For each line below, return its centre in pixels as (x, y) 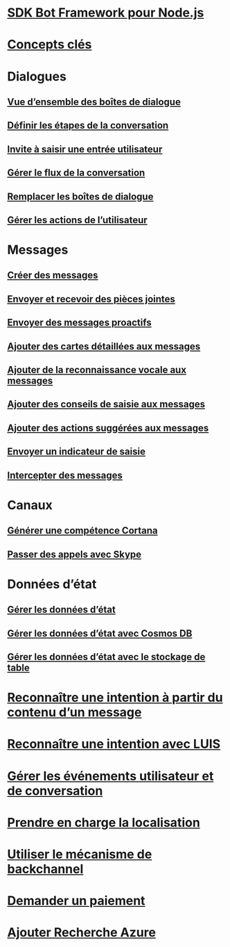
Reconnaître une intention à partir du (115, 698)
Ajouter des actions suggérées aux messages (108, 428)
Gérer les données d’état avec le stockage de (106, 657)
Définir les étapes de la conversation (88, 125)
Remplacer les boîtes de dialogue (80, 196)
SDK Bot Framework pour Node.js (106, 13)
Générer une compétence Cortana (82, 530)
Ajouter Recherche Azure (81, 933)
